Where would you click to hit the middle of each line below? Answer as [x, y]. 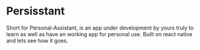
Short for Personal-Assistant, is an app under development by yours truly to [100, 28]
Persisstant [36, 11]
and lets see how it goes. [37, 40]
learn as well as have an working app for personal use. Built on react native [99, 34]
